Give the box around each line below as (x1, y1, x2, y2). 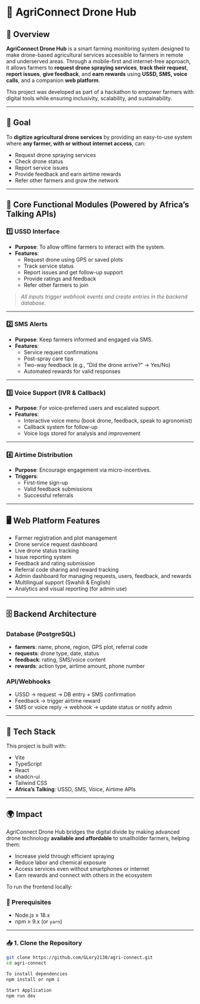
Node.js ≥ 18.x (14, 911, 51, 919)
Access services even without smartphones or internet (14, 865, 149, 872)
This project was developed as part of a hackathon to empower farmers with (6, 88, 194, 95)
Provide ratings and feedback (23, 275, 96, 282)
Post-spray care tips (23, 355, 74, 362)
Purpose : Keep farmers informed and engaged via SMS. (14, 336, 153, 343)
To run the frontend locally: (6, 883, 73, 890)
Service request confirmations (23, 348, 98, 356)
